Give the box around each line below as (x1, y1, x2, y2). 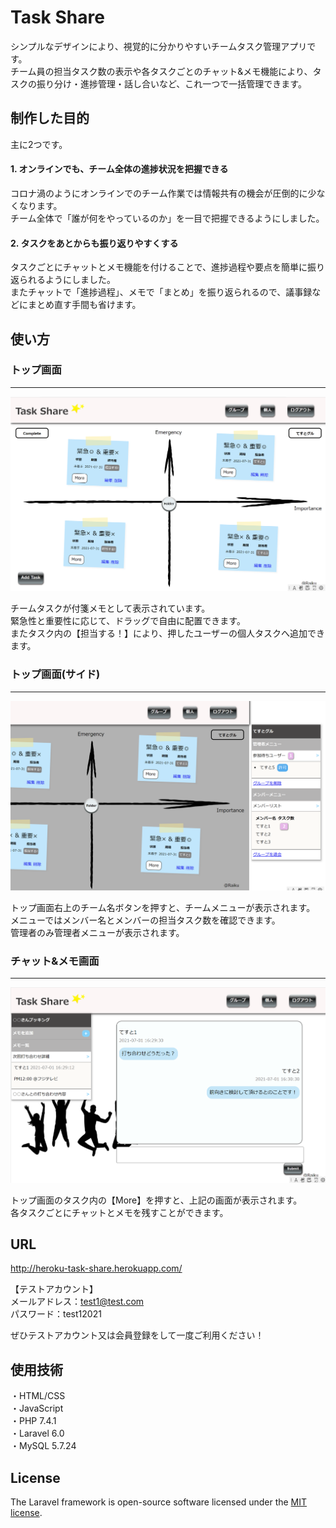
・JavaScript (10, 1402, 64, 1415)
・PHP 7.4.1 (10, 1415, 57, 1427)
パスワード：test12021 (10, 1308, 102, 1320)
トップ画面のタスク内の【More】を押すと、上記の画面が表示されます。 (10, 1194, 303, 1206)
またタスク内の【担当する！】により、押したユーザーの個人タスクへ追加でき (10, 627, 325, 640)
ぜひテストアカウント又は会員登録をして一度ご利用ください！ (10, 1329, 265, 1341)
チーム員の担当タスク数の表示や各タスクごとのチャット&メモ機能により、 (10, 65, 313, 77)
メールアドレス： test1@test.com (10, 1296, 145, 1308)
